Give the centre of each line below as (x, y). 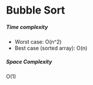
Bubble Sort (36, 10)
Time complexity (27, 27)
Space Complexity (29, 61)
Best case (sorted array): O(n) (51, 48)
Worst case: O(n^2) (38, 42)
